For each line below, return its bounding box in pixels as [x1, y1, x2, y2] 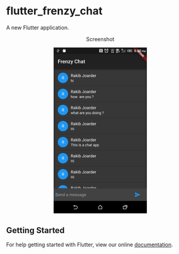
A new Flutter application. [6, 24, 69, 31]
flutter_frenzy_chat [6, 4, 103, 18]
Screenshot [86, 35, 115, 42]
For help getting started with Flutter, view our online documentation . [6, 241, 173, 249]
